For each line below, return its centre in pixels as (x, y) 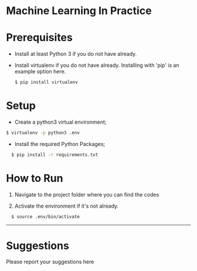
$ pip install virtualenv (46, 82)
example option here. (40, 72)
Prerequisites (40, 38)
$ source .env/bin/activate (46, 216)
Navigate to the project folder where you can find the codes (87, 194)
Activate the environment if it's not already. (67, 206)
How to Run (35, 178)
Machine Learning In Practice (79, 11)
